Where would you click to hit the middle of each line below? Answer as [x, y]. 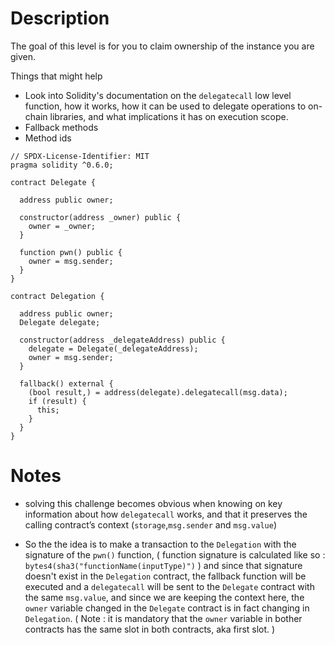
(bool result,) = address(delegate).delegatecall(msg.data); [158, 392]
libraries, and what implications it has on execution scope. [169, 116]
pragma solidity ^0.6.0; [62, 165]
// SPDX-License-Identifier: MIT [80, 156]
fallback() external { [66, 383]
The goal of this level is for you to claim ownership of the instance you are [162, 46]
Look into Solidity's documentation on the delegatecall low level [158, 95]
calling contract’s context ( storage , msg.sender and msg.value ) [151, 524]
